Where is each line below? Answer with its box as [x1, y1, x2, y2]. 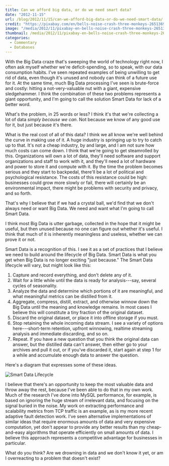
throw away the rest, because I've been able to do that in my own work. [5, 387, 153, 393]
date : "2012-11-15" [5, 12, 46, 17]
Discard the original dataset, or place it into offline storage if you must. [12, 315, 159, 321]
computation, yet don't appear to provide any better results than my [5, 424, 146, 430]
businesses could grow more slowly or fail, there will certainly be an [5, 179, 146, 185]
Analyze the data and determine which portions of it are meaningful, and [12, 288, 163, 294]
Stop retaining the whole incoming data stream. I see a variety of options [12, 320, 163, 326]
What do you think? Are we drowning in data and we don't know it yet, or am [5, 449, 163, 455]
